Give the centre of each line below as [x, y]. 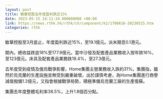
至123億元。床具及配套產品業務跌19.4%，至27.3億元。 [60, 59]
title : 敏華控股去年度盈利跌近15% [36, 14]
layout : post [18, 10]
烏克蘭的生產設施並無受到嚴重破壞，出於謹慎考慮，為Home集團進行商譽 [86, 75]
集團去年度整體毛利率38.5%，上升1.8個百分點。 [53, 92]
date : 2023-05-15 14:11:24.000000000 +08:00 [51, 19]
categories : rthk [23, 28]
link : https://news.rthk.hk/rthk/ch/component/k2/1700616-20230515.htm [79, 23]
